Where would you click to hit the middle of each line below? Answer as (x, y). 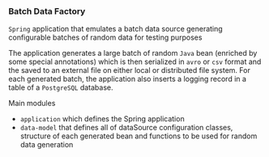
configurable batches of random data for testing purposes (105, 37)
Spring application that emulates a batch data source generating (115, 29)
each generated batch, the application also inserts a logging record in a (128, 79)
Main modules (32, 104)
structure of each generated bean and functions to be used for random (139, 136)
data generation (47, 145)
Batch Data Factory (47, 11)
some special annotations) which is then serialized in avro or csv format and (135, 62)
